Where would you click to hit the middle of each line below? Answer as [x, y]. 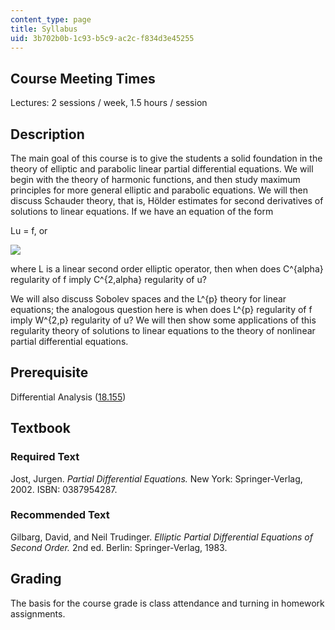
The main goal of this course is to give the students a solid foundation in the [166, 158]
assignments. [38, 613]
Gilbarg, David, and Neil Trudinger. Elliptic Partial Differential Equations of [161, 537]
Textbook [40, 428]
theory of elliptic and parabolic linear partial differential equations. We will [162, 169]
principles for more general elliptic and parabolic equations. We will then [159, 190]
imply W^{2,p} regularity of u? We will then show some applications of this [163, 320]
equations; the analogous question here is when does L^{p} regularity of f [161, 309]
